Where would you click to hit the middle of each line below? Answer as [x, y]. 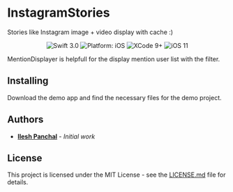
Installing [28, 81]
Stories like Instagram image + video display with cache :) [90, 32]
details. [18, 182]
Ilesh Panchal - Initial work [56, 136]
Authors [25, 120]
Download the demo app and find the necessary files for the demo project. [114, 97]
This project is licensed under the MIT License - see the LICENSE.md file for [116, 175]
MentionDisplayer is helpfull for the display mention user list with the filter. [114, 59]
